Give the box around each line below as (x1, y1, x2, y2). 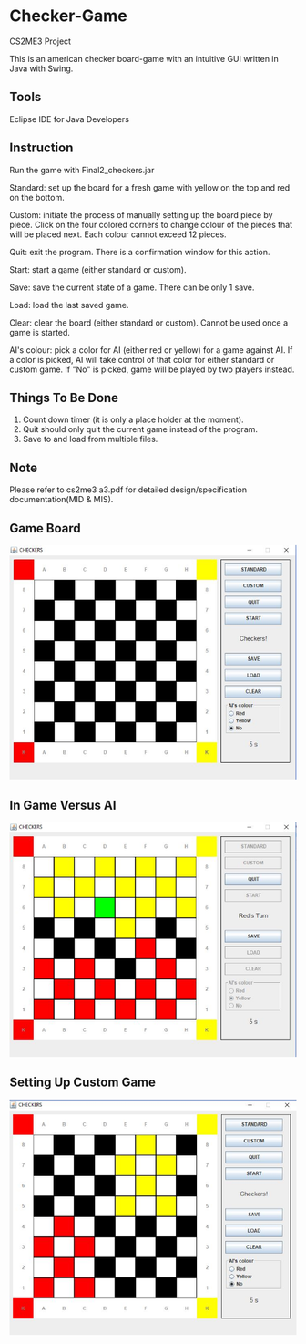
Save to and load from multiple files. (22, 434, 158, 445)
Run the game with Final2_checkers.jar (9, 164, 155, 175)
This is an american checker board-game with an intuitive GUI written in (9, 53, 280, 64)
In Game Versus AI (9, 797, 117, 812)
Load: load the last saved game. (9, 299, 129, 310)
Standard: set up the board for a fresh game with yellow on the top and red (9, 181, 291, 192)
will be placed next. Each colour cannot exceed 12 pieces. (9, 229, 227, 240)
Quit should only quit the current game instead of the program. (22, 424, 258, 435)
